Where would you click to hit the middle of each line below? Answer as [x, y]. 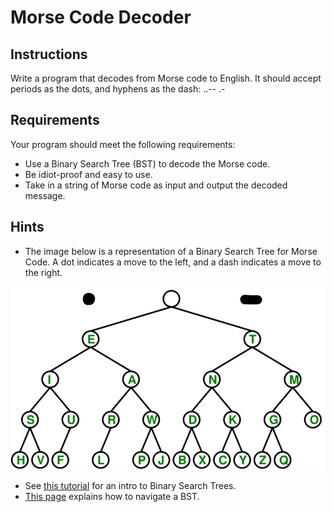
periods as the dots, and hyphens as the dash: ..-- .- [118, 89]
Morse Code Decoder [101, 17]
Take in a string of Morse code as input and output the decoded [156, 185]
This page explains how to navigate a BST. [112, 497]
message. [45, 195]
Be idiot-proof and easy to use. [88, 174]
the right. [43, 272]
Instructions [49, 54]
